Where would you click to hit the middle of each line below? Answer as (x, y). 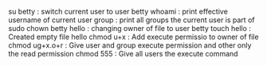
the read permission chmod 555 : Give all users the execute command (123, 54)
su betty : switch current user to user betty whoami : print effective (118, 12)
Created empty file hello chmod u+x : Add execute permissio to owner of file (133, 37)
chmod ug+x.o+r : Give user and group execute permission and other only (130, 45)
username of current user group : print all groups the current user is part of (132, 20)
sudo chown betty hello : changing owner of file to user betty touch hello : (130, 28)
